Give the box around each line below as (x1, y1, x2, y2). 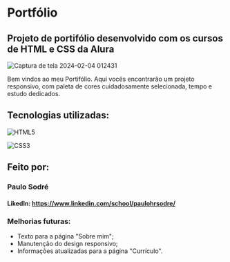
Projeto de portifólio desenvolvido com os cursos (7, 32, 223, 44)
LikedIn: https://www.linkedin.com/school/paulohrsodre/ (7, 199, 176, 207)
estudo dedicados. (7, 90, 61, 97)
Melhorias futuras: (7, 216, 71, 226)
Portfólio (7, 5, 58, 21)
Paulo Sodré (7, 182, 49, 191)
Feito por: (7, 161, 50, 174)
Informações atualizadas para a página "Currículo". (17, 247, 163, 255)
